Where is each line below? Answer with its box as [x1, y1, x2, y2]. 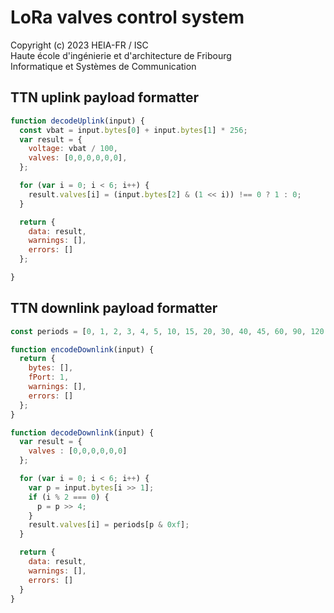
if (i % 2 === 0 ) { [28, 492, 110, 502]
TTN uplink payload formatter [10, 89, 199, 106]
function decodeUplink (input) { [10, 116, 145, 126]
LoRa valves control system [10, 6, 245, 29]
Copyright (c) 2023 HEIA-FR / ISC [10, 39, 149, 51]
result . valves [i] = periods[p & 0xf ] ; [28, 520, 190, 530]
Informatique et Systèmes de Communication [10, 60, 197, 72]
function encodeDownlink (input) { [10, 344, 155, 355]
